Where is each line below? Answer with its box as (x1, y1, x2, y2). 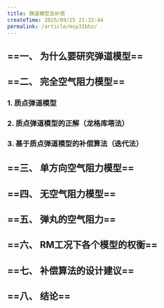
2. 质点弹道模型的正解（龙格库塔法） (7, 119, 129, 128)
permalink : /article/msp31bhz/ (7, 23, 98, 30)
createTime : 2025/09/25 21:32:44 (7, 17, 104, 23)
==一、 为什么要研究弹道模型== (7, 50, 143, 62)
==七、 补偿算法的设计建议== (7, 264, 134, 276)
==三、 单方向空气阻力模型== (7, 162, 134, 174)
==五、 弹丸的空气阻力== (7, 213, 116, 225)
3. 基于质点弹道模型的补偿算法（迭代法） (7, 139, 143, 148)
